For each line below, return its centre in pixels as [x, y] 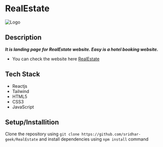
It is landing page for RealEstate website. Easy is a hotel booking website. [82, 49]
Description [23, 37]
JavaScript [23, 107]
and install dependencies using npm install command [94, 139]
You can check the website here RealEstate [56, 59]
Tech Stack [23, 74]
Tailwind [21, 91]
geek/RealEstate [22, 140]
